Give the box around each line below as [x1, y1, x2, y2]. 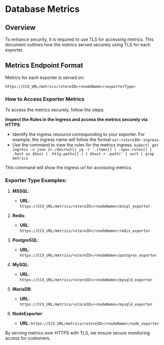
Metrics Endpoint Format [5, 61, 83, 70]
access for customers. [5, 335, 51, 341]
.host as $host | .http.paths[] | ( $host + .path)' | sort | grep [12, 151, 154, 157]
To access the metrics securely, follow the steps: [5, 107, 105, 113]
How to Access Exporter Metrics [5, 95, 85, 102]
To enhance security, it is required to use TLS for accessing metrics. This [5, 36, 154, 42]
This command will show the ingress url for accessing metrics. [5, 165, 132, 171]
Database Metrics [5, 3, 80, 15]
